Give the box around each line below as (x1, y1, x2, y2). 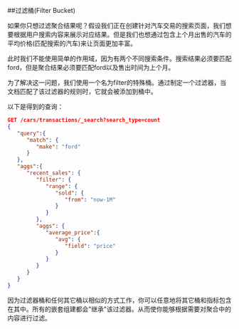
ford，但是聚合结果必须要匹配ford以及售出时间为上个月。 (7, 63, 175, 71)
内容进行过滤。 (7, 313, 51, 322)
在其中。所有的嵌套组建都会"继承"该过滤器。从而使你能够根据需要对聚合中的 (7, 305, 232, 313)
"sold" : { (55, 189, 84, 197)
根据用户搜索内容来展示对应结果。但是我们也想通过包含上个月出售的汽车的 (13, 31, 232, 38)
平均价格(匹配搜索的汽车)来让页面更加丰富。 (7, 39, 137, 48)
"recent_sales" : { (26, 169, 81, 177)
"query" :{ (16, 130, 46, 137)
